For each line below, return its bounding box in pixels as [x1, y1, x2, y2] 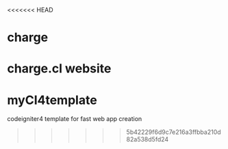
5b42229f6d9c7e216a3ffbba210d [126, 128, 221, 136]
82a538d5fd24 [126, 135, 169, 144]
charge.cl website [7, 61, 112, 77]
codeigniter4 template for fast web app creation [7, 115, 142, 123]
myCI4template [7, 92, 97, 108]
